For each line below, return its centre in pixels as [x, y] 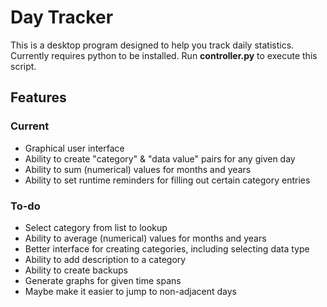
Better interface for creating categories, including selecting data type [167, 248]
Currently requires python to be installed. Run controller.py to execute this [164, 55]
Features [38, 97]
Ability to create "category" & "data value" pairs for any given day [160, 158]
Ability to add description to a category [105, 259]
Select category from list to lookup [96, 227]
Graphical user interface [74, 148]
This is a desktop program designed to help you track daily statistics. [152, 45]
